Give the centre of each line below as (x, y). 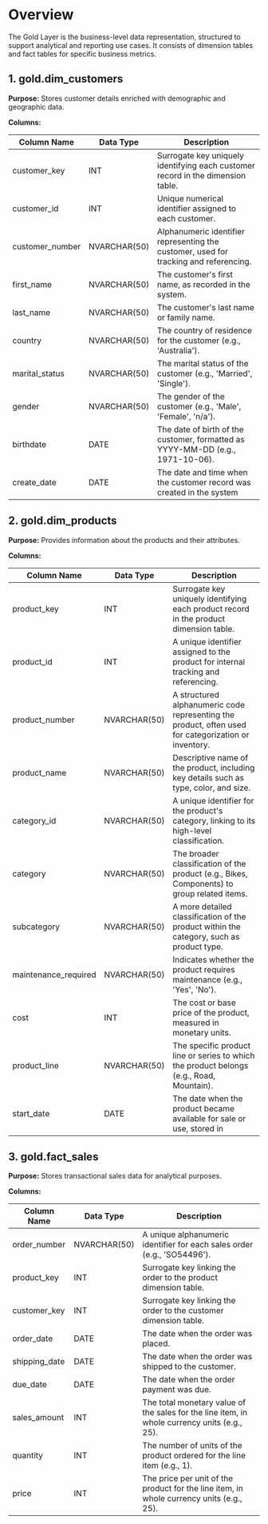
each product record (211, 608)
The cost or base (205, 1003)
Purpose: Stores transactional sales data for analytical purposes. (115, 1176)
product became (204, 1108)
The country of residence (205, 330)
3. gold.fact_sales (53, 1157)
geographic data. (37, 106)
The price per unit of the (188, 1478)
